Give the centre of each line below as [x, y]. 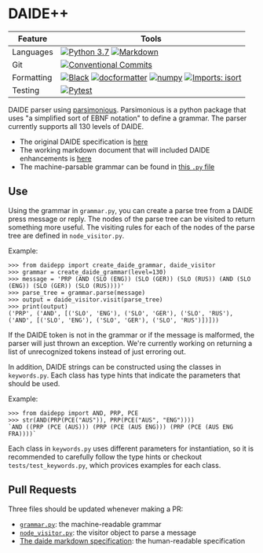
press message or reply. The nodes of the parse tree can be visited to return [131, 219]
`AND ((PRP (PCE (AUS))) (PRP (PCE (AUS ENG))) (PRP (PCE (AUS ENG [121, 427]
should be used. [34, 383]
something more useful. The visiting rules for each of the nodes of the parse [131, 227]
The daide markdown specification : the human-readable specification [132, 540]
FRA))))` [22, 433]
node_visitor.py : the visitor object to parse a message [108, 533]
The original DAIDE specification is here [84, 142]
